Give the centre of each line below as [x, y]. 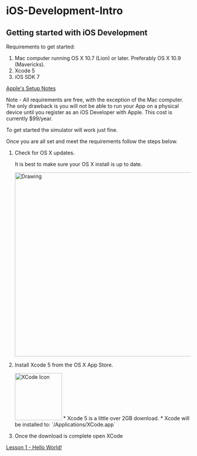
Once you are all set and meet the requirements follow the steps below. [92, 141]
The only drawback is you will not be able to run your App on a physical [92, 106]
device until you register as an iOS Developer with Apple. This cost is [89, 112]
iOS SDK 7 [27, 77]
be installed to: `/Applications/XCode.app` [65, 424]
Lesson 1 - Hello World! [34, 447]
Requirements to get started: [40, 47]
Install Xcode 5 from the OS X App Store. [64, 365]
